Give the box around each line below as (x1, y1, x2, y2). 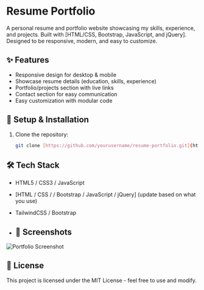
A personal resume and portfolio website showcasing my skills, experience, (6, 24, 195, 32)
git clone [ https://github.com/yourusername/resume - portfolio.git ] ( (15, 142, 193, 148)
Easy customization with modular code (15, 97, 113, 104)
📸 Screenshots (15, 227, 72, 237)
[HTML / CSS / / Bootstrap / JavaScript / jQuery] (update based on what (15, 191, 196, 198)
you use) (15, 198, 38, 205)
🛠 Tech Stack (6, 160, 60, 170)
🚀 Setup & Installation (6, 114, 90, 125)
